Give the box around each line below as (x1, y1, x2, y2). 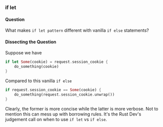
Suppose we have (5, 50, 42, 56)
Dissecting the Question (5, 39, 56, 45)
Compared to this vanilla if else (5, 78, 72, 84)
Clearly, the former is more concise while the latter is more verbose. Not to (5, 106, 159, 112)
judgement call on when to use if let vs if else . (5, 116, 107, 122)
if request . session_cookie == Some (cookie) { (5, 87, 101, 92)
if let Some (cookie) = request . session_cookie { (5, 59, 108, 65)
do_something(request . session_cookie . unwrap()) (14, 92, 115, 97)
